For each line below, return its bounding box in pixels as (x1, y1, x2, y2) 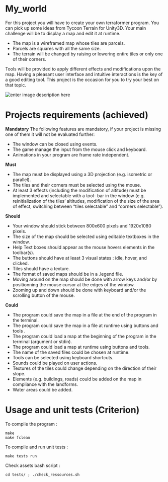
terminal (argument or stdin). (12, 338, 72, 345)
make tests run (5, 453, 37, 458)
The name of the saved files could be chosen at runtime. (12, 349, 130, 355)
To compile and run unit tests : (5, 444, 68, 450)
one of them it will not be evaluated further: (5, 131, 95, 137)
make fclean (5, 435, 30, 440)
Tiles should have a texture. (12, 265, 70, 272)
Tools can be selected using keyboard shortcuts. (12, 354, 114, 360)
